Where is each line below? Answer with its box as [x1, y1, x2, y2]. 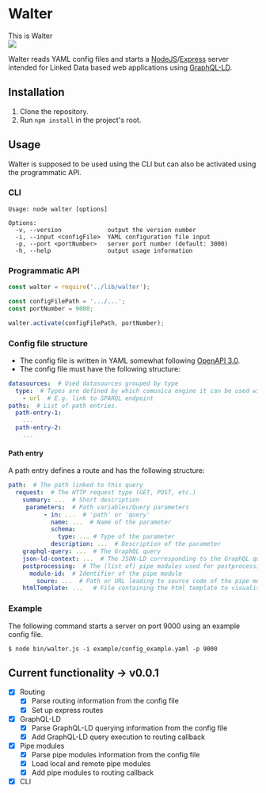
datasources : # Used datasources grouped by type [8, 379, 179, 387]
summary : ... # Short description [22, 496, 140, 504]
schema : [50, 525, 77, 533]
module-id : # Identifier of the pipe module [28, 570, 182, 578]
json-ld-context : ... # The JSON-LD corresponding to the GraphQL [22, 555, 249, 562]
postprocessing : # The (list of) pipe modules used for [22, 562, 215, 570]
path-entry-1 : [15, 409, 62, 417]
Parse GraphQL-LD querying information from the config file [31, 722, 228, 733]
